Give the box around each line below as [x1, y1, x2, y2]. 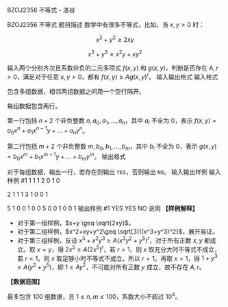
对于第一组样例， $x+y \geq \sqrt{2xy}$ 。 [16, 219, 135, 228]
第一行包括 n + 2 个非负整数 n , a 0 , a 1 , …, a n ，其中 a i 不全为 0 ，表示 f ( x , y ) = [7, 116, 217, 126]
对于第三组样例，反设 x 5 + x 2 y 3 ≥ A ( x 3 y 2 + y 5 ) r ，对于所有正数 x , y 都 [16, 235, 211, 245]
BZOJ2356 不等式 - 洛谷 [7, 6, 75, 14]
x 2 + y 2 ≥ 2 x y [95, 34, 135, 43]
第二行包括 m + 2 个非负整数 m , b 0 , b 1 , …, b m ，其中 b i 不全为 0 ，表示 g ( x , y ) [7, 143, 217, 152]
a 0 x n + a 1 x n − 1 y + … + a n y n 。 [7, 125, 89, 136]
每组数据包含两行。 [7, 101, 62, 110]
